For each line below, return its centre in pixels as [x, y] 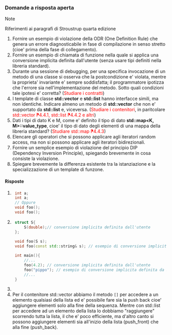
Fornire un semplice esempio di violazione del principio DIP [75, 148]
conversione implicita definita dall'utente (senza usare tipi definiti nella [87, 61]
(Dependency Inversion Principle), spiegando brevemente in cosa [81, 153]
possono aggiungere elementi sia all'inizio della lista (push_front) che [85, 322]
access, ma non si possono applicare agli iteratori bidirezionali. [79, 142]
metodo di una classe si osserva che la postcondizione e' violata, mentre [89, 77]
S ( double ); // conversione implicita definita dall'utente [87, 227]
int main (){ [27, 255]
